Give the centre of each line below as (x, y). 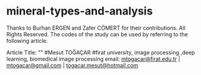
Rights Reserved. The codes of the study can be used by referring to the (97, 34)
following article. (27, 41)
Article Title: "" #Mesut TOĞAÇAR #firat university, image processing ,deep (100, 52)
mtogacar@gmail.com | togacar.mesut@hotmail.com (72, 65)
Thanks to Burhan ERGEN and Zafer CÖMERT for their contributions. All (96, 28)
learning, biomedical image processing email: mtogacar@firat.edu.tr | (93, 59)
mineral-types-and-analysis (80, 11)
